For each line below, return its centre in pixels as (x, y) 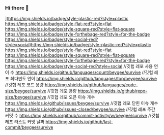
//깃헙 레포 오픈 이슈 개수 (71, 97)
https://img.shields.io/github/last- (79, 122)
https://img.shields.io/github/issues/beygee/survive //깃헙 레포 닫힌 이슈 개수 (82, 103)
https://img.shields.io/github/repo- (113, 91)
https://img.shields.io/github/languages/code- (91, 85)
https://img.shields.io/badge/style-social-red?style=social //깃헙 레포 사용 (79, 67)
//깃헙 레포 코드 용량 (24, 85)
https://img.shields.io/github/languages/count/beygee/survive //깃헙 (84, 72)
